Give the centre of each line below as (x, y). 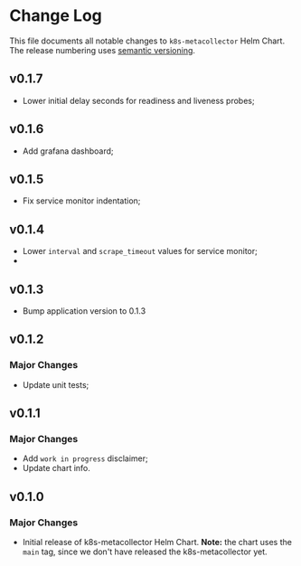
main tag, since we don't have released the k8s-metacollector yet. (145, 552)
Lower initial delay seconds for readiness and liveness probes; (138, 100)
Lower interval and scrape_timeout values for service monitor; (140, 251)
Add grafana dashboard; (68, 151)
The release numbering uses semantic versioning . (103, 50)
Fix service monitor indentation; (81, 201)
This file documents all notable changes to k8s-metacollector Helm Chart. (147, 41)
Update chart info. (56, 468)
